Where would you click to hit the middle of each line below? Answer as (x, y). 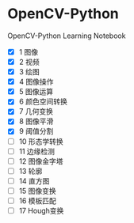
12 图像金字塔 (41, 161)
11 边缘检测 (37, 151)
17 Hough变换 (41, 210)
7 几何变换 (36, 111)
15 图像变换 (37, 191)
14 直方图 (34, 181)
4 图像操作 (36, 82)
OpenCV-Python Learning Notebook (67, 36)
